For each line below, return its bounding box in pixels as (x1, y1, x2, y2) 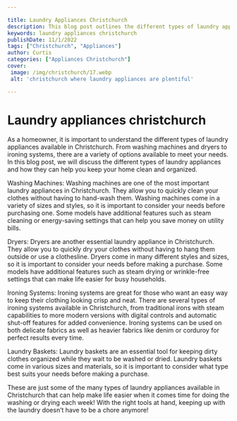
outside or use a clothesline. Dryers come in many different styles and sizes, (7, 252, 229, 261)
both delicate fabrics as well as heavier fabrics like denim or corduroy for (7, 326, 220, 335)
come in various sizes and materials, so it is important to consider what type (7, 362, 229, 371)
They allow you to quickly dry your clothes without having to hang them (7, 245, 215, 254)
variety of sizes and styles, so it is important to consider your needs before (7, 202, 226, 210)
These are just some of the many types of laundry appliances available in (7, 384, 220, 392)
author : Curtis (7, 49, 52, 56)
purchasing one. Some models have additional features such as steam (7, 209, 212, 217)
